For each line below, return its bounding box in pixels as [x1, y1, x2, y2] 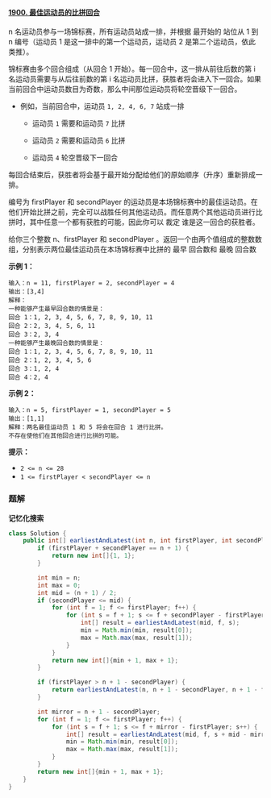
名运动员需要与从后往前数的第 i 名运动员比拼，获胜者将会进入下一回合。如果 [8, 74, 262, 84]
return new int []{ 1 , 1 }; [51, 552, 135, 560]
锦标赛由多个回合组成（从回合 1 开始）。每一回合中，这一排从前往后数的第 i [8, 64, 256, 74]
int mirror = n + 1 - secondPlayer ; [37, 708, 161, 716]
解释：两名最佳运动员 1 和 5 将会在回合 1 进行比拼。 [8, 423, 168, 431]
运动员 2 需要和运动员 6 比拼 [31, 135, 126, 145]
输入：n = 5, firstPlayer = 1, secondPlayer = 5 [8, 406, 172, 414]
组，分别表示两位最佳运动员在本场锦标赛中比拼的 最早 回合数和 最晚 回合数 [8, 244, 256, 254]
